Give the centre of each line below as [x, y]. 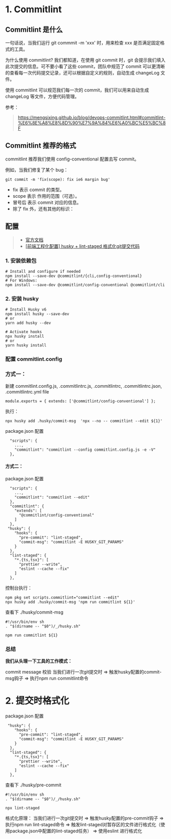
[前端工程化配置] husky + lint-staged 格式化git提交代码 [82, 246]
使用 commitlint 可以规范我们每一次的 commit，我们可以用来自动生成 [77, 90]
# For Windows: [21, 280]
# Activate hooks [24, 332]
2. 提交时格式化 [37, 701]
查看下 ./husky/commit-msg [34, 612]
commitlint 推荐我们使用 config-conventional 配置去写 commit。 [72, 159]
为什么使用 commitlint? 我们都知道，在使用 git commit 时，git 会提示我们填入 [85, 60]
